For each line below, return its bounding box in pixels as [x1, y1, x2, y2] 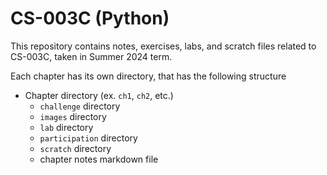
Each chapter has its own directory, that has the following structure [10, 70, 287, 82]
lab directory [39, 121, 94, 133]
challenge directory [39, 100, 121, 112]
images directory [39, 110, 107, 122]
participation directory [39, 132, 138, 144]
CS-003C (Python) [10, 7, 170, 30]
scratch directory [39, 142, 112, 154]
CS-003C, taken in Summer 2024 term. [10, 50, 173, 62]
